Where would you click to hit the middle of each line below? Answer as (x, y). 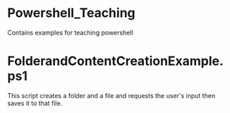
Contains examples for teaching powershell (70, 32)
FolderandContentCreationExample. (116, 61)
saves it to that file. (35, 103)
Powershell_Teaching (71, 13)
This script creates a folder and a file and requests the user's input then (111, 95)
